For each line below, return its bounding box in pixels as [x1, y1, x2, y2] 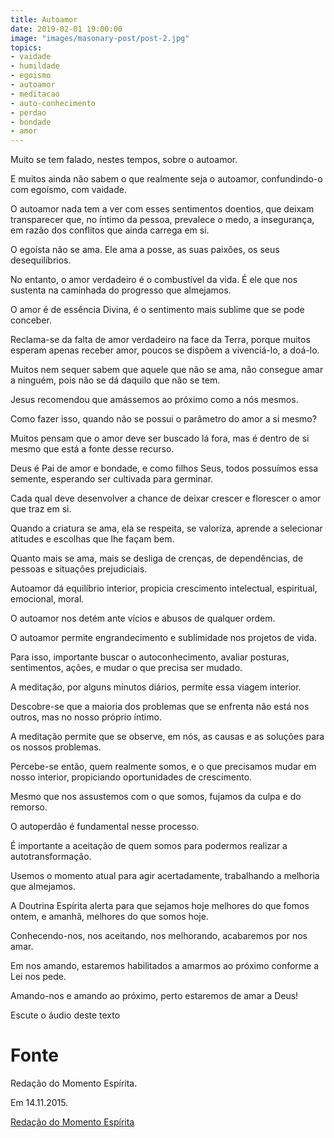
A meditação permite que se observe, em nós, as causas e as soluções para [10, 731, 325, 743]
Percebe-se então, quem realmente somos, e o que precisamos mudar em [10, 761, 317, 773]
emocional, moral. [10, 593, 85, 605]
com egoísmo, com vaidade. [10, 184, 127, 196]
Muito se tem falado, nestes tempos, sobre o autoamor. [10, 154, 238, 166]
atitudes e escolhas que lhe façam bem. [10, 533, 175, 545]
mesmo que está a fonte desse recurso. [10, 443, 175, 455]
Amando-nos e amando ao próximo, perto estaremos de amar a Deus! [10, 990, 299, 1002]
